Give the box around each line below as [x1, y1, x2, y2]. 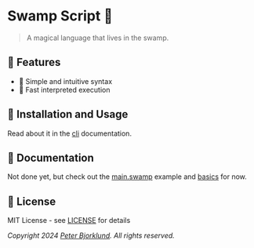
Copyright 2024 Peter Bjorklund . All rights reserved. [7, 231, 176, 240]
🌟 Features [7, 56, 61, 69]
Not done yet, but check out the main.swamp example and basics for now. [7, 172, 248, 181]
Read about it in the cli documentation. [7, 129, 132, 138]
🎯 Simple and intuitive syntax [18, 76, 113, 86]
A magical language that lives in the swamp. [26, 33, 169, 42]
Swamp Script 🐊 [7, 7, 113, 25]
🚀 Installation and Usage [7, 108, 129, 121]
